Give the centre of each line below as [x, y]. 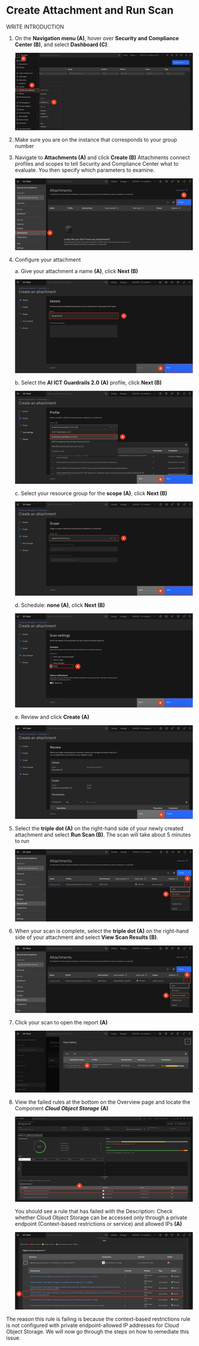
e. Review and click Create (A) [52, 717]
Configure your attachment [48, 259]
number [24, 146]
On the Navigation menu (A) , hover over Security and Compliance [97, 38]
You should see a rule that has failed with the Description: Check [94, 1211]
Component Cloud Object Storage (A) [61, 1108]
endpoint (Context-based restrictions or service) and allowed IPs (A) [98, 1223]
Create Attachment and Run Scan [90, 10]
